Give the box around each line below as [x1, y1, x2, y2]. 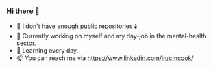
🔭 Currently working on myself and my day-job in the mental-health [16, 32, 207, 40]
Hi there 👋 [6, 6, 40, 16]
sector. [16, 39, 36, 47]
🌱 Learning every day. [16, 46, 79, 55]
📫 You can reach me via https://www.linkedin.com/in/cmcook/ [16, 54, 194, 62]
